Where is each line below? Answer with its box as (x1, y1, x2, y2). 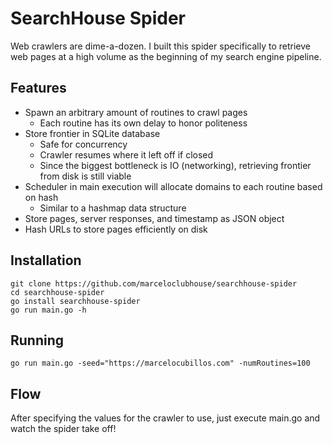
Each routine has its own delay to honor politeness (39, 117, 248, 129)
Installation (10, 252, 82, 269)
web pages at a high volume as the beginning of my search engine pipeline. (10, 50, 322, 62)
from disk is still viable (39, 170, 132, 182)
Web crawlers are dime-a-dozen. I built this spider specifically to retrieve (10, 40, 311, 52)
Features (10, 80, 67, 97)
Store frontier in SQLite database (24, 127, 161, 139)
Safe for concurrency (39, 138, 128, 150)
